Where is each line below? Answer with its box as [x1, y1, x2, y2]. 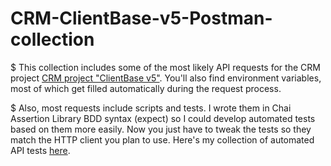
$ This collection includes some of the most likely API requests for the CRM [10, 61, 321, 73]
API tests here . [10, 144, 71, 156]
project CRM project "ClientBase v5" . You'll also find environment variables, [10, 72, 322, 84]
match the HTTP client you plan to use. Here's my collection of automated [10, 133, 315, 146]
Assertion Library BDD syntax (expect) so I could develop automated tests [10, 112, 316, 124]
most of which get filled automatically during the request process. [10, 82, 282, 94]
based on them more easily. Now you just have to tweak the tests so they [10, 123, 312, 135]
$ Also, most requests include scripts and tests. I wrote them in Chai [10, 102, 292, 114]
